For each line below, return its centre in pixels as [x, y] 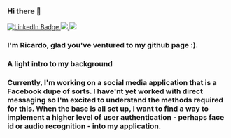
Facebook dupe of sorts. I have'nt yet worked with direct [105, 91]
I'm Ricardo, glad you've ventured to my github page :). [103, 45]
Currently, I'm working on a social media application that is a [112, 83]
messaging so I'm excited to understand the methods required [115, 100]
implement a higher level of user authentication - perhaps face [116, 118]
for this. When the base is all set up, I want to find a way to [108, 109]
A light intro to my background [60, 64]
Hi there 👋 [24, 11]
